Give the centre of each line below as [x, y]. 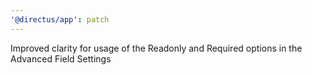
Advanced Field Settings [61, 58]
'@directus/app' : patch [60, 19]
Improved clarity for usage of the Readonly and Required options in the [156, 48]
